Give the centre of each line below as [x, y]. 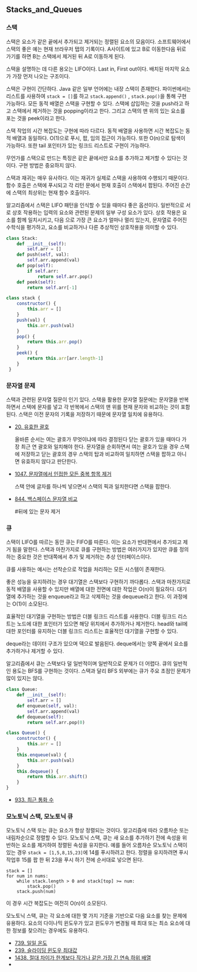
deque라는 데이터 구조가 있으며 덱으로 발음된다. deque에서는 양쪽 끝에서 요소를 [97, 644]
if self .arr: [43, 271]
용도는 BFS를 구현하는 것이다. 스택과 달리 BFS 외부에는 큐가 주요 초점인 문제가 [101, 671]
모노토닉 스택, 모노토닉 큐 [40, 816]
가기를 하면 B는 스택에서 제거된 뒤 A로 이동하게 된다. [66, 56]
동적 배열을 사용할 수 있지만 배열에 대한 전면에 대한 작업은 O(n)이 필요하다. [91, 589]
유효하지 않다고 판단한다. [49, 461]
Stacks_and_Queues [44, 10]
